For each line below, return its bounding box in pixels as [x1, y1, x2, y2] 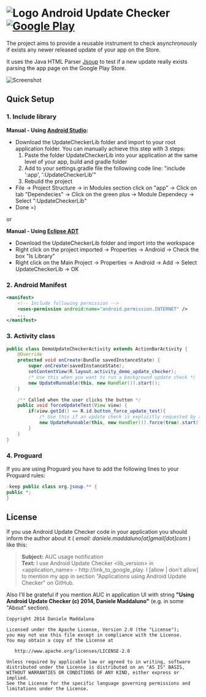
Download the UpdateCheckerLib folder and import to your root [15, 138, 176, 145]
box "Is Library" [15, 252, 55, 260]
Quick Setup [6, 94, 55, 104]
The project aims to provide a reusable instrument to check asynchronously [6, 39, 197, 47]
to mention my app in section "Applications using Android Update [21, 572, 187, 580]
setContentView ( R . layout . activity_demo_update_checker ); [28, 369, 177, 375]
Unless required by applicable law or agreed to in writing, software [6, 659, 191, 665]
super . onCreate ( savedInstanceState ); [28, 363, 124, 369]
